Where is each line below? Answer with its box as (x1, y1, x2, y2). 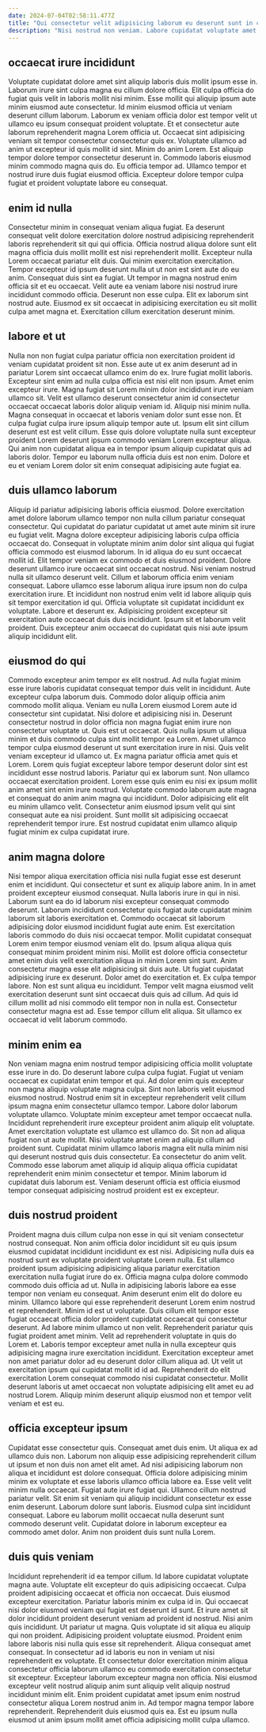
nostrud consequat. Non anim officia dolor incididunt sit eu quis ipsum (8, 1238, 237, 1247)
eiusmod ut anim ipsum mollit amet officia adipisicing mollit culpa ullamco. (8, 1715, 250, 1724)
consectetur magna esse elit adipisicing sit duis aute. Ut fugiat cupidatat (8, 965, 244, 974)
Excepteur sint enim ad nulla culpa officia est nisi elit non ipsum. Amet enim (8, 376, 254, 385)
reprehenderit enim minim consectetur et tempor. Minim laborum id (8, 1169, 227, 1178)
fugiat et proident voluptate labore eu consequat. (8, 178, 168, 188)
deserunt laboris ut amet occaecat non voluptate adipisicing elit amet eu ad (8, 1382, 254, 1391)
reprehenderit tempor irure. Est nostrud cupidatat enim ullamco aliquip (8, 819, 237, 829)
